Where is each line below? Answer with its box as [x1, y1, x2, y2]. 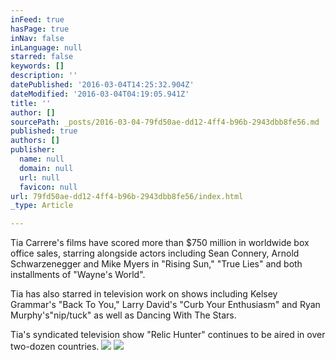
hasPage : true [10, 24, 70, 34]
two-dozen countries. [10, 341, 100, 353]
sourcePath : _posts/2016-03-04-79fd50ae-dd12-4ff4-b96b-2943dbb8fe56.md [10, 117, 320, 127]
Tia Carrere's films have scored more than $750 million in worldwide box [10, 237, 310, 249]
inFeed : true [10, 14, 65, 25]
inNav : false [10, 33, 65, 43]
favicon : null [19, 182, 78, 192]
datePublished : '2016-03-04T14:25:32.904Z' [10, 80, 195, 90]
